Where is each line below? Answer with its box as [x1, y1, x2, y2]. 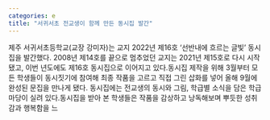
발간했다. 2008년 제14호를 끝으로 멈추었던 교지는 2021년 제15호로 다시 [23, 52, 246, 62]
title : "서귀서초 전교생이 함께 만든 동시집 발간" [8, 19, 153, 27]
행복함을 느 [23, 102, 59, 113]
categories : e [8, 11, 56, 20]
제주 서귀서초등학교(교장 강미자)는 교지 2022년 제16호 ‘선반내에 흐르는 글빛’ [8, 42, 247, 52]
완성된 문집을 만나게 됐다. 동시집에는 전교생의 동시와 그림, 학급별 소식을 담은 [8, 82, 247, 93]
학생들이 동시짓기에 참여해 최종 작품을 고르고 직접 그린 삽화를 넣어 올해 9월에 [16, 72, 258, 82]
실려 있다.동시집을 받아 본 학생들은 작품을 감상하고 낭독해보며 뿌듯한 [29, 93, 243, 102]
